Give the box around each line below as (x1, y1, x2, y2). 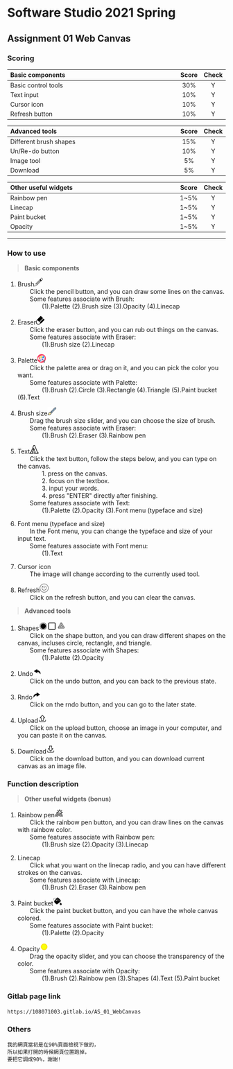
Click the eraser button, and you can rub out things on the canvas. (29, 326, 219, 334)
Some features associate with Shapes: (29, 646, 139, 654)
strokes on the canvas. (17, 869, 83, 877)
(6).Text (17, 393, 40, 401)
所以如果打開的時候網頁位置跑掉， (7, 1049, 90, 1056)
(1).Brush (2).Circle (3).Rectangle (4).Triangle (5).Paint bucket (41, 386, 217, 394)
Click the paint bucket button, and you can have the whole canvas (29, 907, 218, 915)
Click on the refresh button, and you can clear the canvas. (29, 593, 196, 602)
